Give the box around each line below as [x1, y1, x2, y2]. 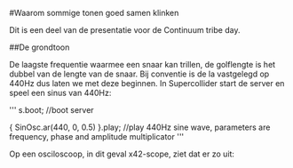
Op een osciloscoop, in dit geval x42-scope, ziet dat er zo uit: [9, 148, 235, 159]
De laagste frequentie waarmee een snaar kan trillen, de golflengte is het [9, 60, 276, 69]
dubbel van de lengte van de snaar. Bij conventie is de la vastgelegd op [9, 68, 270, 79]
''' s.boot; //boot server [9, 105, 95, 115]
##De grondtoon [9, 42, 70, 52]
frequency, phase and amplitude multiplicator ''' [9, 132, 185, 141]
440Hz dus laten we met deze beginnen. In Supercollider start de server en [9, 78, 285, 88]
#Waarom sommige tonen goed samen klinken [9, 8, 179, 18]
